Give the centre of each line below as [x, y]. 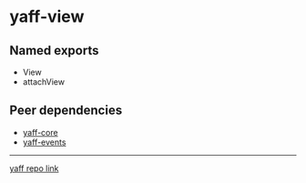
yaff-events [44, 142]
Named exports [54, 51]
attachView [44, 82]
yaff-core [40, 132]
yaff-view [47, 17]
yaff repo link [34, 168]
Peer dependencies [66, 111]
